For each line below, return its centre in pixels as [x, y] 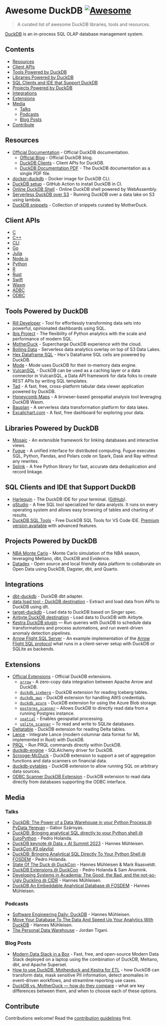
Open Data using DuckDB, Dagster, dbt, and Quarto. [65, 569]
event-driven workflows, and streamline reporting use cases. [75, 980]
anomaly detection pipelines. [42, 633]
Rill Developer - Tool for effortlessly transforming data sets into [77, 323]
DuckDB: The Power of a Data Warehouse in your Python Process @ [82, 822]
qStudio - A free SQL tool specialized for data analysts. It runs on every [85, 504]
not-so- [148, 875]
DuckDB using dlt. [31, 607]
